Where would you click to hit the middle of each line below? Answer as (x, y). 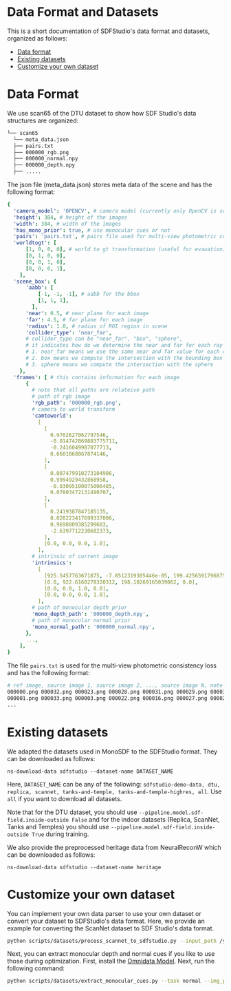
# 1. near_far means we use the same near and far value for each (122, 352)
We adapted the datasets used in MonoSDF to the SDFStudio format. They (112, 752)
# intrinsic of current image (75, 557)
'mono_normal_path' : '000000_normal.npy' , (93, 627)
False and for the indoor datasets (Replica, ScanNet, (146, 819)
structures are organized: (43, 120)
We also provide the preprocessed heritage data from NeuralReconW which (114, 847)
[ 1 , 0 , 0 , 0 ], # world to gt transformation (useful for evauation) (125, 249)
